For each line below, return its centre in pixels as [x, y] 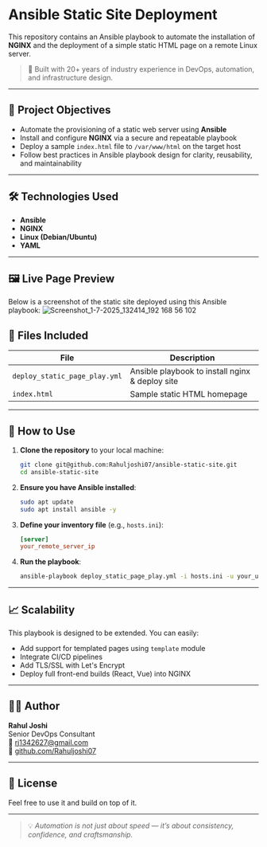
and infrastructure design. [70, 77]
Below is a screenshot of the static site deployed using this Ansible [118, 302]
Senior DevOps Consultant [52, 734]
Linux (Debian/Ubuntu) [58, 237]
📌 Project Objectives [60, 110]
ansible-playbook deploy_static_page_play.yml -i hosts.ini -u [127, 576]
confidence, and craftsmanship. [80, 834]
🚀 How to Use [42, 431]
